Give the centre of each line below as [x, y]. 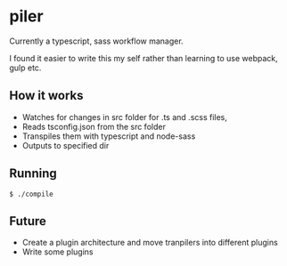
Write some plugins [57, 252]
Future [28, 221]
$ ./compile [31, 194]
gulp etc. [25, 68]
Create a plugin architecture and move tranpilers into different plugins [150, 243]
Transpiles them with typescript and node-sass [109, 136]
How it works [46, 96]
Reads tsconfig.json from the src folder [94, 126]
